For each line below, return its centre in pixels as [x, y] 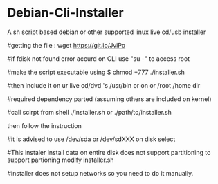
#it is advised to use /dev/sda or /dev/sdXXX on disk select [91, 139]
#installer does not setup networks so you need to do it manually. [100, 173]
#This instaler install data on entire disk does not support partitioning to [109, 152]
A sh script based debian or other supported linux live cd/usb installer [107, 32]
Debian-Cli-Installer [65, 13]
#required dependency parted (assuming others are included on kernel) [110, 99]
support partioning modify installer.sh [61, 160]
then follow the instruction [44, 125]
